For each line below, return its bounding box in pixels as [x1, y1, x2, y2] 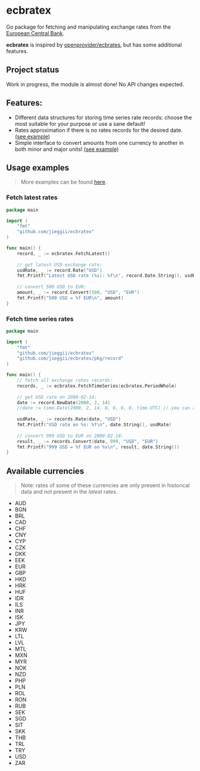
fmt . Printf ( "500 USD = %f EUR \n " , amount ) [17, 295, 124, 301]
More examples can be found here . [20, 178, 107, 185]
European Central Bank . [6, 29, 64, 36]
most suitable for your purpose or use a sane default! [14, 120, 146, 127]
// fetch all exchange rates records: [17, 377, 113, 383]
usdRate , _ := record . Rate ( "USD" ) [17, 267, 102, 273]
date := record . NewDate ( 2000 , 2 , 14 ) [17, 400, 111, 405]
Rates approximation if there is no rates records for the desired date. [14, 126, 183, 134]
